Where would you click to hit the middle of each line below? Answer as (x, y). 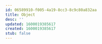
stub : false (18, 33)
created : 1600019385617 (31, 29)
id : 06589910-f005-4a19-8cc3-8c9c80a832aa (51, 10)
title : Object (20, 15)
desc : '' (15, 19)
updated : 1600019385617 (31, 24)
